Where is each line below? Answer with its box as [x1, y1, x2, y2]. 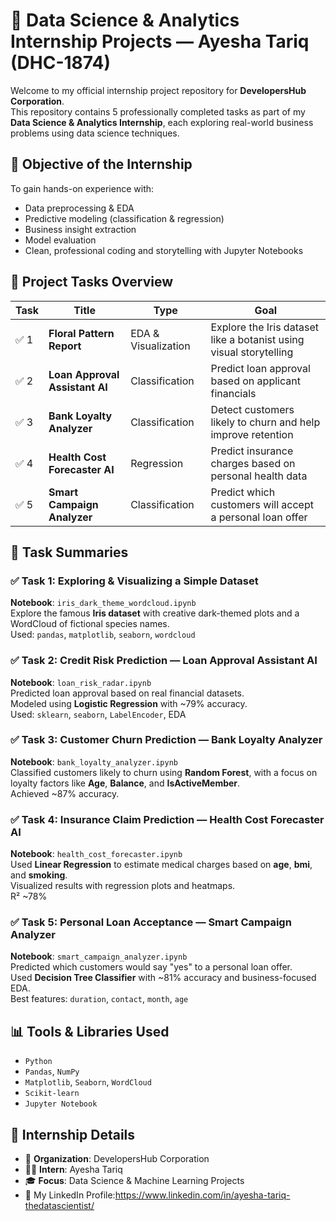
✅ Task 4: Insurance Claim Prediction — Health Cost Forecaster [10, 812, 325, 826]
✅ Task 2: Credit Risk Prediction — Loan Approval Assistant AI [10, 654, 318, 668]
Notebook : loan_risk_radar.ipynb [10, 676, 152, 688]
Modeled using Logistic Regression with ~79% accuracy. [10, 697, 248, 709]
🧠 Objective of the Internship [10, 156, 193, 173]
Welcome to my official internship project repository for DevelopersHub [10, 84, 307, 96]
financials [210, 386, 257, 400]
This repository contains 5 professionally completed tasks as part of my [10, 105, 306, 118]
